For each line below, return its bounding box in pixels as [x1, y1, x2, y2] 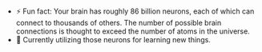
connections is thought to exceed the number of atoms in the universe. [15, 26, 250, 36]
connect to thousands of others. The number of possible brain [15, 18, 222, 27]
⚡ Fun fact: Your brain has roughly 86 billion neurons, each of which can [15, 6, 255, 16]
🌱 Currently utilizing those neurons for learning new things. [15, 35, 211, 44]
